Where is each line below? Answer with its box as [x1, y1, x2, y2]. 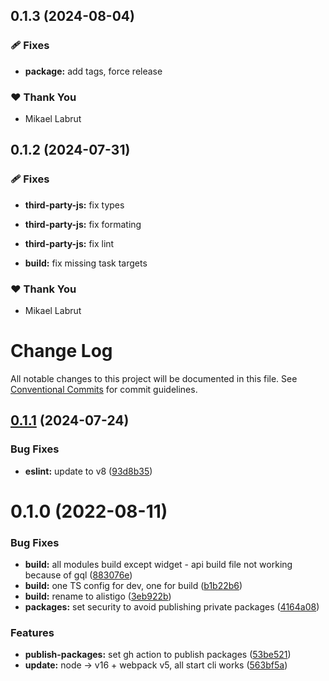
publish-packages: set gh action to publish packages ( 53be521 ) [24, 649, 292, 661]
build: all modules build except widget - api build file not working [24, 559, 293, 571]
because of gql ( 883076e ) [24, 569, 133, 581]
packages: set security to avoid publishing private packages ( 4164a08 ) [24, 601, 320, 613]
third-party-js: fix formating [24, 218, 142, 230]
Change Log [10, 340, 113, 363]
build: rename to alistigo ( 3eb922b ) [24, 590, 172, 603]
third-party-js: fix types [24, 199, 125, 211]
